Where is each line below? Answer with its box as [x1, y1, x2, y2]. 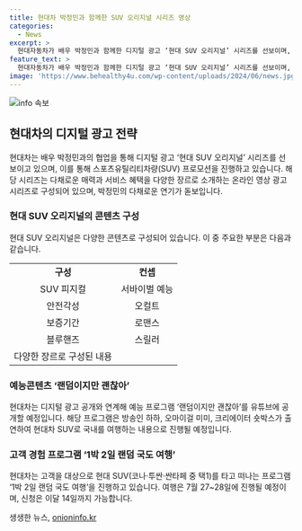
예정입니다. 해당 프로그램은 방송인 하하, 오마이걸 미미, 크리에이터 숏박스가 [25, 412, 283, 423]
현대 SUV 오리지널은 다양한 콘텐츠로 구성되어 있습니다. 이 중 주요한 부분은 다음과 [9, 232, 292, 243]
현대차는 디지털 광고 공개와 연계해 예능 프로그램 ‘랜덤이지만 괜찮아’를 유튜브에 [9, 402, 280, 412]
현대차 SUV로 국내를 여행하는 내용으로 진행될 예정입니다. [32, 424, 232, 435]
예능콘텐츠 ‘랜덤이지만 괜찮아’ [9, 379, 130, 392]
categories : [9, 22, 54, 31]
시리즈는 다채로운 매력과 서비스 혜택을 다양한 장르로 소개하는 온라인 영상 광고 [18, 174, 288, 185]
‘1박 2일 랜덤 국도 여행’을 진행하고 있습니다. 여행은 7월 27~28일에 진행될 [9, 482, 263, 492]
